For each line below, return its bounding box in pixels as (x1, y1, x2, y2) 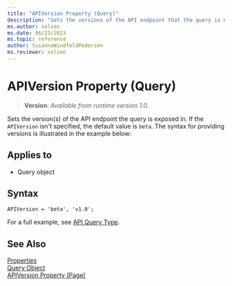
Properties (7, 256, 37, 265)
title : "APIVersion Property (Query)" (7, 10, 119, 17)
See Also (7, 238, 46, 249)
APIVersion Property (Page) (7, 271, 86, 280)
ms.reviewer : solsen (7, 49, 67, 56)
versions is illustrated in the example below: (7, 129, 132, 137)
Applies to (7, 149, 52, 161)
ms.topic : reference (7, 36, 67, 43)
